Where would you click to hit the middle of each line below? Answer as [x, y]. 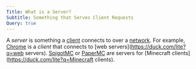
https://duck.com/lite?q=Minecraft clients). [61, 60]
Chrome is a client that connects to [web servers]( [69, 47]
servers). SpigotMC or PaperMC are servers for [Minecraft [98, 53]
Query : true [21, 23]
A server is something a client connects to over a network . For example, [96, 41]
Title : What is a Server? [39, 12]
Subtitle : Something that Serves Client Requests [70, 18]
